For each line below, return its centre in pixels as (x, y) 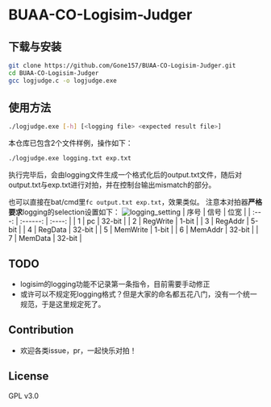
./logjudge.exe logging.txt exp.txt (70, 159)
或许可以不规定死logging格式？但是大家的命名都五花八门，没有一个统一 (139, 294)
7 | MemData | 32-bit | (45, 239)
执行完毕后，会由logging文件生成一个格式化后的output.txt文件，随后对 (125, 175)
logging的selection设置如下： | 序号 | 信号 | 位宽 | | (137, 212)
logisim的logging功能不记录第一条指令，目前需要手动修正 (115, 284)
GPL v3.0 (23, 396)
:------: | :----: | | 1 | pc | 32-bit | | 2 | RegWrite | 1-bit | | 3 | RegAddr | (134, 221)
